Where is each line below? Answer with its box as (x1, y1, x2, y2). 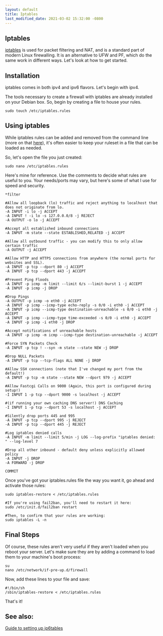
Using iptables (5, 122, 50, 130)
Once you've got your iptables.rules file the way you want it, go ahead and (5, 477, 154, 483)
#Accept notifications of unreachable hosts (5, 328, 97, 333)
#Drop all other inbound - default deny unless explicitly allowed (5, 447, 145, 453)
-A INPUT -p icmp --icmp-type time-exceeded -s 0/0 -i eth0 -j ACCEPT (5, 315, 151, 320)
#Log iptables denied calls (5, 430, 62, 436)
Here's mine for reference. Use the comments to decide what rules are (5, 172, 147, 178)
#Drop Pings (5, 294, 29, 299)
